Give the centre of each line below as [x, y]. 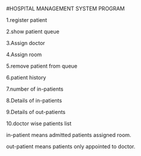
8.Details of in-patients [34, 101]
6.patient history [26, 77]
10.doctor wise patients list [39, 123]
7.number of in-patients [35, 89]
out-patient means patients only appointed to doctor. [71, 147]
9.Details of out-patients [36, 112]
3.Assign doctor [26, 43]
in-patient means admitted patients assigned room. [69, 135]
